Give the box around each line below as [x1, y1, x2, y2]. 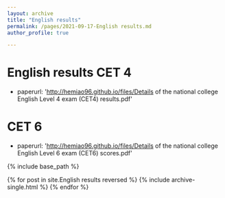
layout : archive [7, 10, 54, 17]
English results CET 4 [7, 65, 132, 80]
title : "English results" [7, 16, 81, 23]
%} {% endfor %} [39, 183, 89, 191]
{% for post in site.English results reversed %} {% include [7, 176, 170, 184]
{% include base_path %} [7, 162, 80, 170]
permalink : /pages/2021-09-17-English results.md [7, 23, 152, 30]
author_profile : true [7, 29, 69, 36]
